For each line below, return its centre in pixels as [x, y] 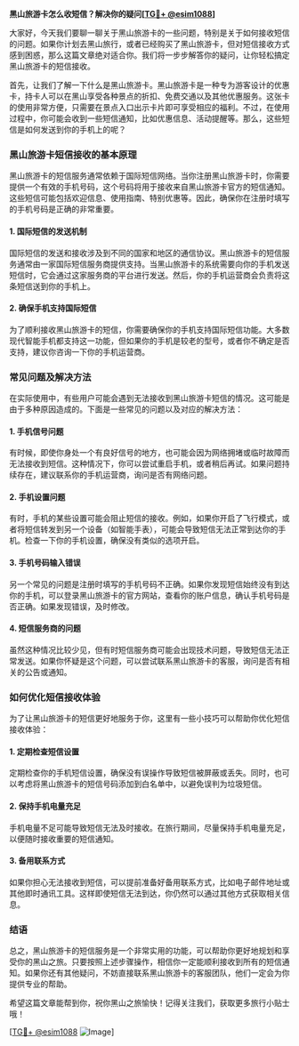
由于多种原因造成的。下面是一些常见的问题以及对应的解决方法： [126, 409]
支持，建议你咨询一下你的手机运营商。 [79, 351]
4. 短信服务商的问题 [45, 628]
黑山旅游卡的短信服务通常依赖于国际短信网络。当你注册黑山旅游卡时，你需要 [149, 176]
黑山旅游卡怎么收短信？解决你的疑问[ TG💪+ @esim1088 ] [113, 14]
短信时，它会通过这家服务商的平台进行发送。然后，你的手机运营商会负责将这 [149, 275]
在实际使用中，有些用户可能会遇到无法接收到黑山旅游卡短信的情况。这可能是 [149, 398]
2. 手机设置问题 [37, 496]
